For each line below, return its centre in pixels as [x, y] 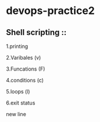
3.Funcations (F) [26, 69]
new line [16, 114]
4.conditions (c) [25, 80]
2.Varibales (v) [24, 57]
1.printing [17, 46]
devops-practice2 [50, 11]
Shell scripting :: [36, 32]
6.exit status [21, 103]
